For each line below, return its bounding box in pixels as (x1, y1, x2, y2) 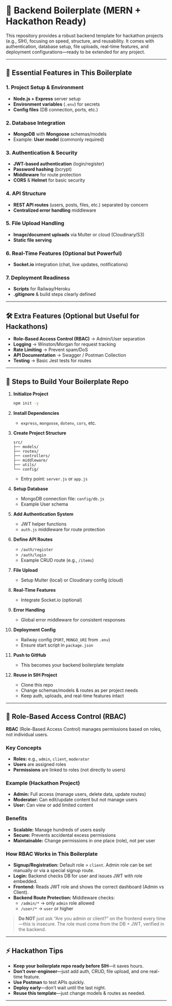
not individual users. (6, 731, 48, 737)
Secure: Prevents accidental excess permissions (13, 832, 116, 838)
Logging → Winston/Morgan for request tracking (13, 341, 116, 348)
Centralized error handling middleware (13, 207, 96, 213)
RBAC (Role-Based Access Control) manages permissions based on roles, (6, 726, 162, 732)
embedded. (13, 878, 38, 884)
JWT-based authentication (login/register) (13, 161, 105, 167)
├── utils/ (13, 462, 37, 467)
